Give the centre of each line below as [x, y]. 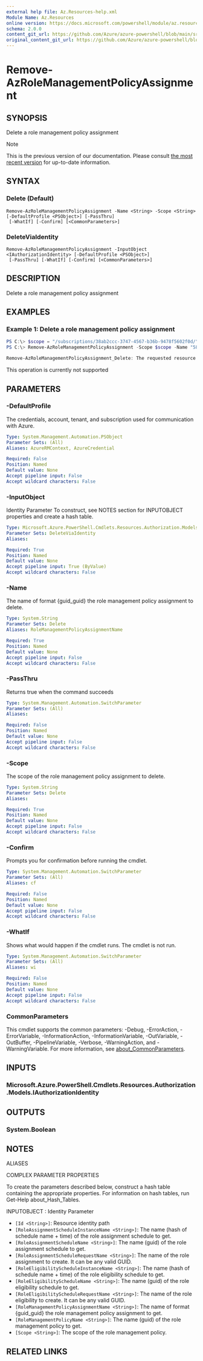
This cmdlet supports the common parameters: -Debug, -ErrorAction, [93, 1030]
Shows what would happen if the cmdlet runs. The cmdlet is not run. [91, 945]
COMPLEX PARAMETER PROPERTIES [53, 1175]
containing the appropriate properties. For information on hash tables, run [98, 1193]
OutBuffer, [19, 1042]
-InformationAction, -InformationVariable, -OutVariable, [111, 1036]
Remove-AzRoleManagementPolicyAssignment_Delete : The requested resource [101, 358]
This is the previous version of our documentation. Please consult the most [100, 156]
